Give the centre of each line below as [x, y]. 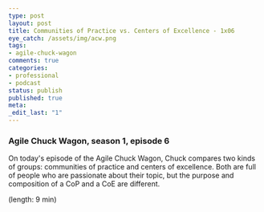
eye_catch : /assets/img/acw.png [62, 38]
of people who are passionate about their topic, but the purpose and [121, 175]
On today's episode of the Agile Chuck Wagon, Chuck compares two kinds [132, 158]
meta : [17, 105]
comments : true [34, 61]
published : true [35, 98]
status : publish [35, 90]
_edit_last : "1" [35, 113]
